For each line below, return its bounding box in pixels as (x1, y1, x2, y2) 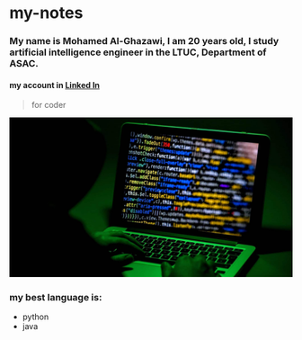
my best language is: (9, 291, 102, 303)
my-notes (9, 3, 84, 23)
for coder (31, 100, 67, 111)
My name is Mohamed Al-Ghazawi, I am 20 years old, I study (9, 35, 280, 48)
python (22, 311, 49, 322)
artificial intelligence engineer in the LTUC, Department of (9, 46, 267, 58)
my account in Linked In (9, 79, 101, 90)
